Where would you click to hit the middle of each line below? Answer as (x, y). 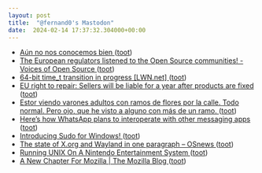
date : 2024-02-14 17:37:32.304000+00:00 (77, 30)
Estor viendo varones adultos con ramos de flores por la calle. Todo (129, 102)
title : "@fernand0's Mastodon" (61, 23)
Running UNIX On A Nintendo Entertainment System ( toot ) (114, 153)
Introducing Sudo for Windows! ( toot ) (80, 136)
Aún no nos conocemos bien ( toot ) (76, 53)
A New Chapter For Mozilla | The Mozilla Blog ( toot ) (103, 161)
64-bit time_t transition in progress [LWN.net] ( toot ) (103, 77)
